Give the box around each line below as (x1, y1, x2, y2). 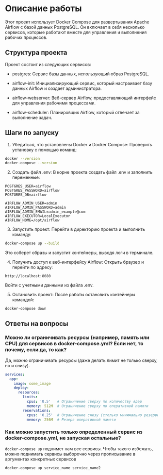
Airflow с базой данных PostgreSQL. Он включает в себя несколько (5, 24, 145, 30)
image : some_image (14, 381, 51, 386)
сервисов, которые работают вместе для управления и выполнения (5, 29, 147, 35)
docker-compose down (5, 306, 47, 311)
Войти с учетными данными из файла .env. (5, 282, 94, 288)
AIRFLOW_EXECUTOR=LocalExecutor (5, 214, 70, 219)
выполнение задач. (12, 115, 52, 120)
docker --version (5, 156, 40, 161)
